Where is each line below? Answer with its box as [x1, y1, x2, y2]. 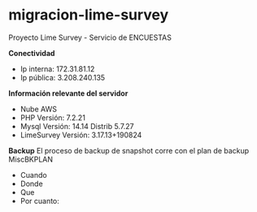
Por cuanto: [20, 196, 59, 206]
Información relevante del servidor [8, 88, 128, 98]
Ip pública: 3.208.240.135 [20, 72, 106, 82]
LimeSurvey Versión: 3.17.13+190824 [20, 130, 142, 140]
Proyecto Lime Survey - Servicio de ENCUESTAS [8, 32, 172, 42]
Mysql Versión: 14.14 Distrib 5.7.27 [20, 121, 134, 131]
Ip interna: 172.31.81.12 [20, 63, 95, 74]
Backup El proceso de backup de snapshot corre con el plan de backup [8, 145, 250, 155]
